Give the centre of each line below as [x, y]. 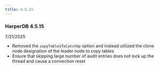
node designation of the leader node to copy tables [63, 51]
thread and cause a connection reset [49, 61]
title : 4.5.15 [19, 9]
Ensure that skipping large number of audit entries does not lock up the [83, 56]
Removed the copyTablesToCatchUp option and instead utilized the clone [83, 45]
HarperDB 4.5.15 [25, 26]
